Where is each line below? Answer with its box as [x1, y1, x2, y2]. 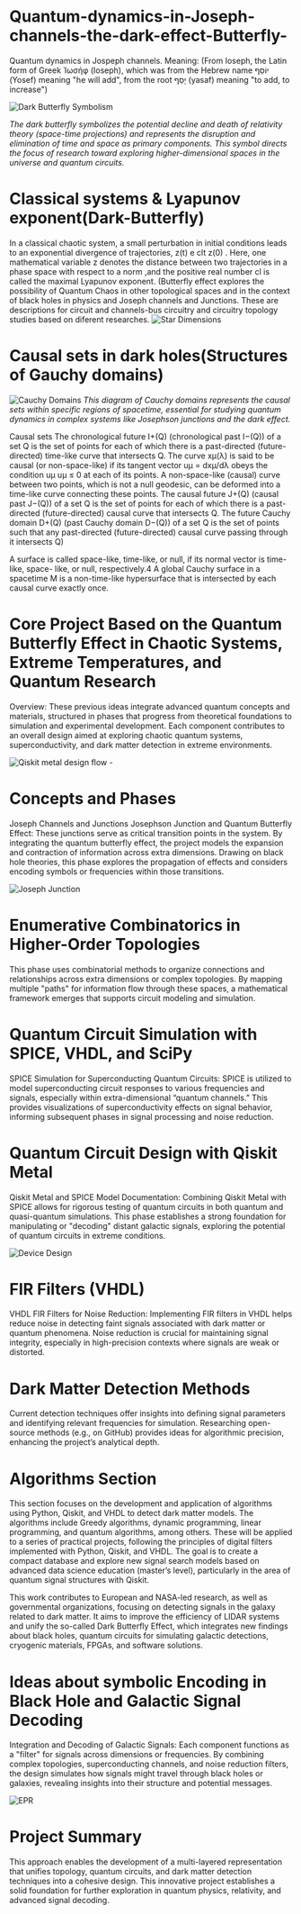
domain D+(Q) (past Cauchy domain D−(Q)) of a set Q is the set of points [9, 517, 280, 528]
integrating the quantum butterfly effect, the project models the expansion [9, 837, 284, 848]
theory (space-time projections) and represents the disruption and [9, 128, 256, 139]
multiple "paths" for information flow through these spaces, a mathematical [9, 983, 288, 994]
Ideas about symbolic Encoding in [9, 1672, 267, 1692]
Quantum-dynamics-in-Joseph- [9, 6, 256, 27]
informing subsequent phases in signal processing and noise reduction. [9, 1111, 274, 1122]
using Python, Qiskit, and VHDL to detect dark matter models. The [9, 1508, 254, 1519]
